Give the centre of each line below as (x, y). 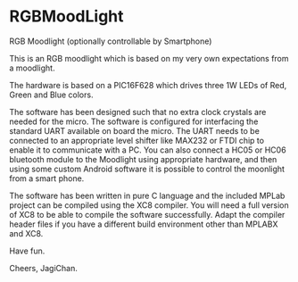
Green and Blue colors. (51, 95)
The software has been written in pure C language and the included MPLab (147, 195)
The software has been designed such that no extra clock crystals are (138, 112)
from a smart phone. (47, 178)
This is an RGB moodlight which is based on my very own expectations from (149, 58)
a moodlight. (32, 68)
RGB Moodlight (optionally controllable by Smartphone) (111, 41)
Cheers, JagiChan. (43, 268)
